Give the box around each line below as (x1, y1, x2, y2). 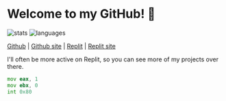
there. (7, 62, 24, 70)
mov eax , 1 (7, 75, 38, 83)
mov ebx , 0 (7, 82, 38, 89)
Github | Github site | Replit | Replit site (7, 42, 116, 50)
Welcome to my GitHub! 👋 (7, 6, 156, 22)
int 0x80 (7, 88, 32, 95)
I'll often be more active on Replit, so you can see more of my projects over (7, 55, 219, 63)
